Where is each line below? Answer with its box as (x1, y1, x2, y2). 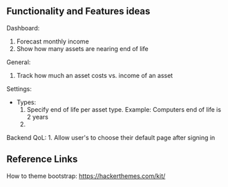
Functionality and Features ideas (6, 6, 151, 17)
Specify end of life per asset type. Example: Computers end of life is (26, 105, 222, 113)
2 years (26, 112, 49, 121)
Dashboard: (6, 23, 40, 32)
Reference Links (6, 153, 78, 165)
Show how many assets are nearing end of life (16, 44, 149, 52)
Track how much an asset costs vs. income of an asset (16, 71, 173, 79)
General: (6, 58, 31, 66)
